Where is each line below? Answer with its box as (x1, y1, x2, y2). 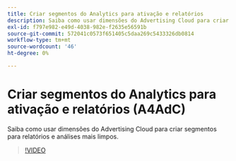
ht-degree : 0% (7, 50, 49, 57)
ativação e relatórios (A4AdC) (7, 102, 186, 117)
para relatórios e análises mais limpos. (7, 132, 119, 141)
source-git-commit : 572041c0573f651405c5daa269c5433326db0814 (7, 30, 194, 37)
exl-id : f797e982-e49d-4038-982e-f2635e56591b (7, 23, 147, 30)
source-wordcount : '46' (7, 43, 78, 50)
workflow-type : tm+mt (7, 37, 71, 44)
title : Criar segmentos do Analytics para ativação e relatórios (7, 10, 203, 18)
